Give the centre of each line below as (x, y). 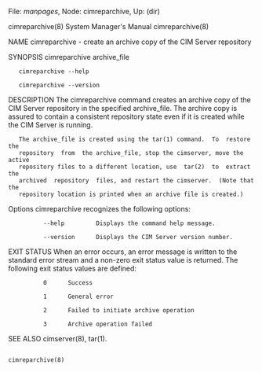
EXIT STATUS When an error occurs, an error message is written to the (123, 252)
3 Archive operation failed (98, 324)
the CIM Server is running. (51, 125)
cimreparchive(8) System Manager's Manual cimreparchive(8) (109, 26)
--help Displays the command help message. (129, 223)
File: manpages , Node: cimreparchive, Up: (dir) (84, 11)
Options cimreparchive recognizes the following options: (99, 209)
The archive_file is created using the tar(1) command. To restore (135, 139)
